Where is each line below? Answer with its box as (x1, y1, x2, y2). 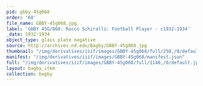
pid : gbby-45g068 (6, 8, 50, 15)
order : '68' (6, 15, 36, 21)
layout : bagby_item (6, 65, 56, 71)
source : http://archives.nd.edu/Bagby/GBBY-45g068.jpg (6, 43, 147, 49)
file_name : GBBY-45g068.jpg (6, 20, 77, 26)
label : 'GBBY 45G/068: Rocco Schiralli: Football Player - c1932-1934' (6, 25, 190, 32)
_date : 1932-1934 (6, 31, 50, 38)
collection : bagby (6, 71, 53, 77)
